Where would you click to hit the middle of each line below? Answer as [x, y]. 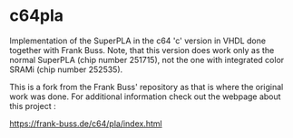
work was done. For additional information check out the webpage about [145, 97]
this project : [33, 106]
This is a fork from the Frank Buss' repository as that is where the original [146, 87]
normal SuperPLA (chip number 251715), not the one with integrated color [147, 60]
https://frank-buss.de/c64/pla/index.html [86, 124]
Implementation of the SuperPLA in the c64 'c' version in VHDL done [137, 41]
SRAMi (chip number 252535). [66, 69]
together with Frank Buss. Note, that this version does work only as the [142, 50]
